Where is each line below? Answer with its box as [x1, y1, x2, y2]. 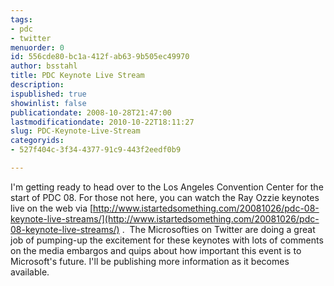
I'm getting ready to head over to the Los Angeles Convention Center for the [10, 181, 324, 193]
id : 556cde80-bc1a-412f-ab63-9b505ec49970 [10, 52, 190, 62]
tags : [10, 14, 33, 25]
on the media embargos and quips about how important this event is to [10, 244, 302, 256]
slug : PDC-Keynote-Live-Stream [10, 126, 141, 136]
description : [10, 80, 65, 90]
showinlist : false [10, 98, 87, 108]
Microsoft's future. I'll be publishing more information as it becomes [10, 255, 290, 267]
